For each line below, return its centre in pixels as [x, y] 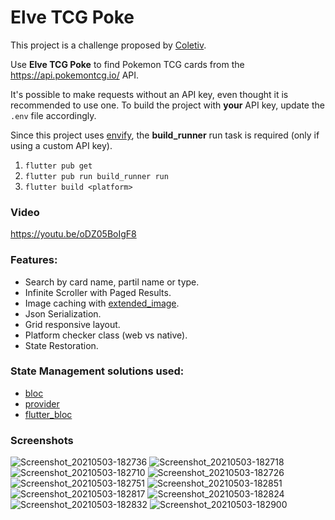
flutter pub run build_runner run [96, 176]
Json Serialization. [63, 313]
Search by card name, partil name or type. [112, 282]
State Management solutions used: [97, 371]
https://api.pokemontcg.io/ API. [75, 75]
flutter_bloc [48, 414]
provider [42, 403]
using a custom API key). [61, 145]
